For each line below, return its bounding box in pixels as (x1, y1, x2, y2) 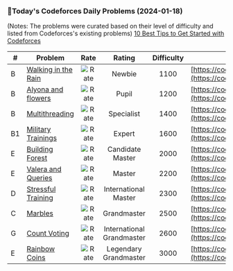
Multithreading (26, 109, 74, 119)
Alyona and (26, 85, 64, 94)
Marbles (26, 209, 53, 218)
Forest (26, 153, 48, 163)
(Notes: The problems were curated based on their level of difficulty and (7, 22, 214, 30)
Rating (113, 53, 135, 63)
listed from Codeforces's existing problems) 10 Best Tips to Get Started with (7, 29, 225, 37)
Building (26, 145, 53, 155)
